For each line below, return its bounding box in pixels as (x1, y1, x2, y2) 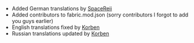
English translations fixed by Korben (11, 24, 100, 31)
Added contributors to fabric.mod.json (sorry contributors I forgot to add (11, 11, 189, 18)
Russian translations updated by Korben (11, 30, 109, 37)
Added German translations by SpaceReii (11, 5, 112, 12)
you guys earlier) (11, 18, 54, 24)
